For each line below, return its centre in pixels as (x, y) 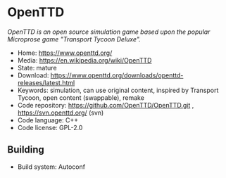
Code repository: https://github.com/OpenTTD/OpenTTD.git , (106, 105)
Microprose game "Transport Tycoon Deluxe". (74, 39)
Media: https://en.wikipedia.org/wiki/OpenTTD (84, 60)
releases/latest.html (46, 82)
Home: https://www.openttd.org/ (65, 53)
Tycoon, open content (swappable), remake (81, 97)
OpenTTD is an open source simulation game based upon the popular (109, 32)
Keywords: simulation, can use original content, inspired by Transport (118, 90)
